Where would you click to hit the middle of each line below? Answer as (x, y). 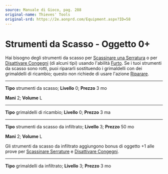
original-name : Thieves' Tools (38, 15)
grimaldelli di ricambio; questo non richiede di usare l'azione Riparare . (77, 74)
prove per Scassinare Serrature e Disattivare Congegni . (62, 151)
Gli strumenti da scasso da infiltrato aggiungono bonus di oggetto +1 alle (80, 146)
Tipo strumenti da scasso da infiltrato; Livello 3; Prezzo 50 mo (70, 127)
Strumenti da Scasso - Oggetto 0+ (78, 44)
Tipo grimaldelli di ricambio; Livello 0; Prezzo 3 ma (58, 112)
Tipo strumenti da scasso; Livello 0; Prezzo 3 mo (56, 88)
